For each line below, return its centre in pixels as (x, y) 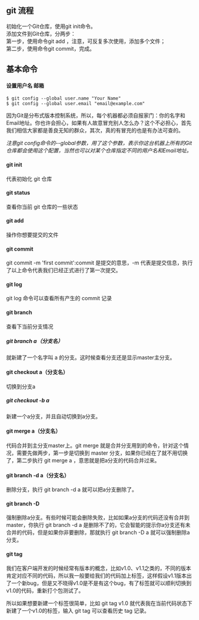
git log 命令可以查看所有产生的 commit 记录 (59, 298)
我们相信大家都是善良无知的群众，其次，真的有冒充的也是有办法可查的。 (95, 131)
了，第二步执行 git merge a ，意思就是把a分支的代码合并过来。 (83, 460)
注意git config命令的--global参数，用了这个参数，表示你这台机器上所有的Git (99, 143)
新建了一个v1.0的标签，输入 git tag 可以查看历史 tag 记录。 (78, 610)
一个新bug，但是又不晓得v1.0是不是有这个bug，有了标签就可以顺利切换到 (101, 583)
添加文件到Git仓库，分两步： (41, 33)
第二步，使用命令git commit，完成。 (51, 48)
